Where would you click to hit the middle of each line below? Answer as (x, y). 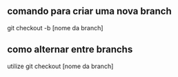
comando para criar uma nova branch (89, 11)
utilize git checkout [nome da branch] (60, 66)
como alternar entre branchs (70, 50)
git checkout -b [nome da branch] (55, 27)
